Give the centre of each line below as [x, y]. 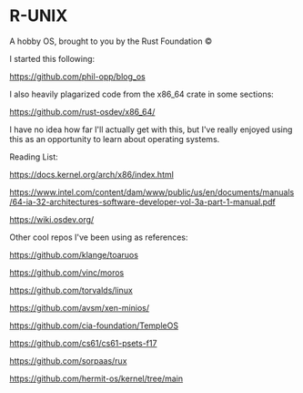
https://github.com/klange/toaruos [74, 254]
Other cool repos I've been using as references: [99, 237]
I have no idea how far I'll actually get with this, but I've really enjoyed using [151, 129]
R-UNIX [39, 16]
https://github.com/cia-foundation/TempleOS [94, 326]
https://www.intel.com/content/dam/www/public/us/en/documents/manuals [152, 191]
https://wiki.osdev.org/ [52, 219]
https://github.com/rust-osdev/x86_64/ [82, 111]
